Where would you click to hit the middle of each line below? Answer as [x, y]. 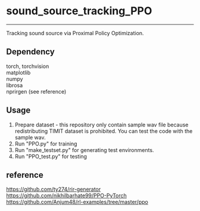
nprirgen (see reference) [36, 91]
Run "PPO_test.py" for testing [51, 156]
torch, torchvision [28, 66]
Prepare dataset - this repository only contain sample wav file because [101, 125]
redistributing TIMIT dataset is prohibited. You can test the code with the [104, 131]
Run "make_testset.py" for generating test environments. [84, 150]
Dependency [30, 52]
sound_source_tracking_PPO [79, 11]
